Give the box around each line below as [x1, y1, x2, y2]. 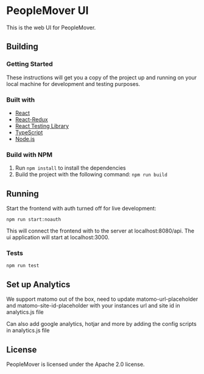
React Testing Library [15, 122, 69, 129]
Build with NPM [6, 150, 53, 159]
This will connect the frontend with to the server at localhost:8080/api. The [6, 227, 195, 235]
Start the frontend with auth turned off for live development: [6, 205, 157, 212]
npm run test [6, 263, 40, 269]
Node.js [15, 135, 35, 142]
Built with [6, 95, 35, 104]
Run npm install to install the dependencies [15, 164, 126, 171]
